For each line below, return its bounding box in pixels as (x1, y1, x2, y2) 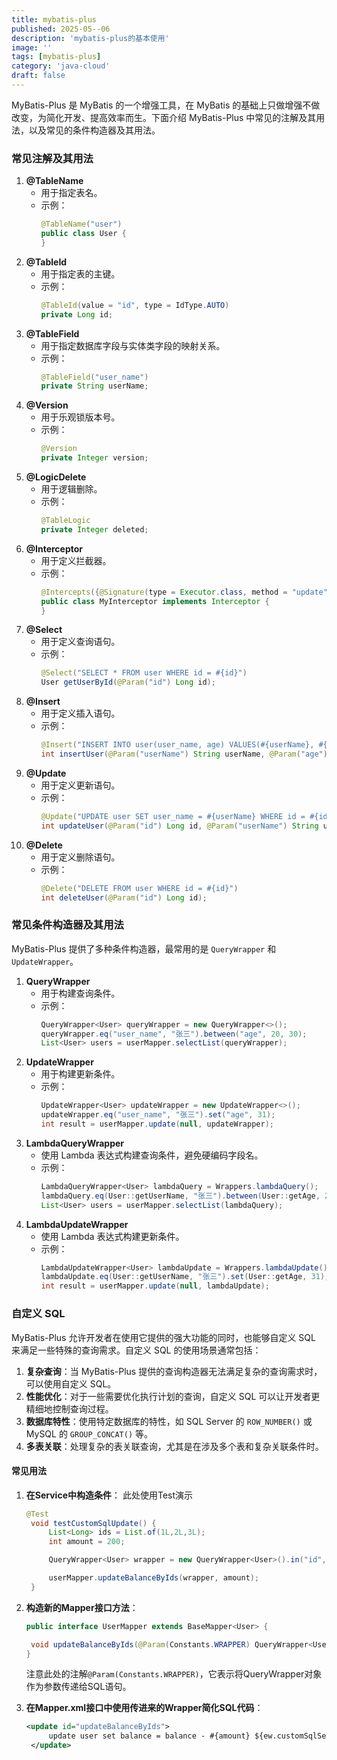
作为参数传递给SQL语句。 (25, 1681, 132, 1693)
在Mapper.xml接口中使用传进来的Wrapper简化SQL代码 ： (25, 1702, 264, 1714)
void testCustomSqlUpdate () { (30, 1518, 157, 1528)
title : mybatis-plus (11, 14, 98, 25)
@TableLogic (40, 516, 91, 526)
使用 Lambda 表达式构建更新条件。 (40, 1230, 185, 1242)
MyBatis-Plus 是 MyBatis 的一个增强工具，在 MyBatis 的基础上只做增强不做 (11, 99, 321, 111)
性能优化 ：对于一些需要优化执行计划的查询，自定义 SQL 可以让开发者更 (25, 1390, 321, 1402)
